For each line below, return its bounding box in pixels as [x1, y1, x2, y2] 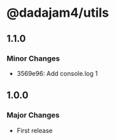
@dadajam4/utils [6, 5, 110, 21]
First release [16, 126, 53, 134]
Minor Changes [6, 54, 60, 63]
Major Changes [6, 110, 60, 120]
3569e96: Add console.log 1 [16, 69, 99, 77]
